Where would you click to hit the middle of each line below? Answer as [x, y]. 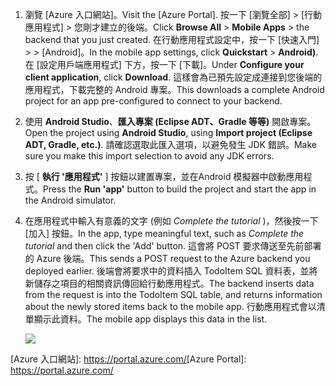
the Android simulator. [70, 200]
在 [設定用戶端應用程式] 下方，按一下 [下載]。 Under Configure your [164, 64]
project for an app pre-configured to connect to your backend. [153, 101]
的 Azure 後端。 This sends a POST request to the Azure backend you [167, 258]
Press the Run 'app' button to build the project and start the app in [179, 189]
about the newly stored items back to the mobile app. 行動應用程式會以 [170, 306]
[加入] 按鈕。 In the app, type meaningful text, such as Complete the [164, 233]
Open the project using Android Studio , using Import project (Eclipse [168, 132]
